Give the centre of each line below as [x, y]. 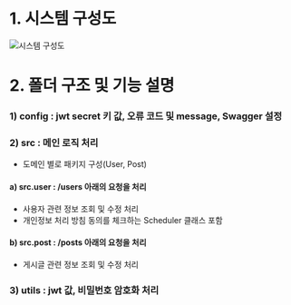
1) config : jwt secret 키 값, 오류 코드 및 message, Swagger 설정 [146, 116]
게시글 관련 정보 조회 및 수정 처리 [80, 264]
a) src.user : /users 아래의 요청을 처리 [78, 186]
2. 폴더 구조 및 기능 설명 [92, 86]
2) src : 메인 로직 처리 [54, 143]
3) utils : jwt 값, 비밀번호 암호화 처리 [84, 290]
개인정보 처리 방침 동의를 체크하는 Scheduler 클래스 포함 [123, 220]
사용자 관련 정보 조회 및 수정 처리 [80, 209]
